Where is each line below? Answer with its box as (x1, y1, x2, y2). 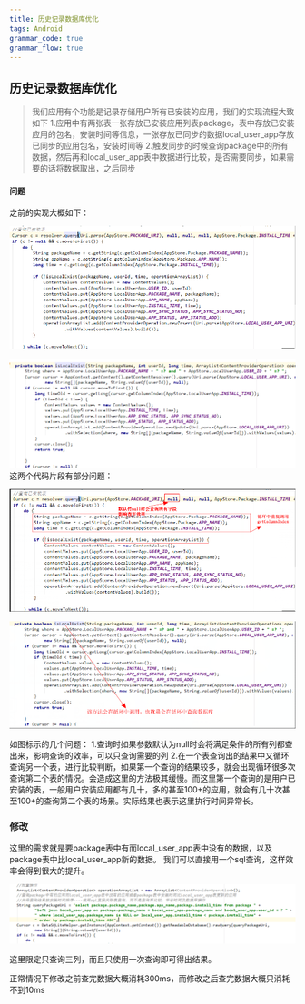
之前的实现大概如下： (9, 207, 89, 218)
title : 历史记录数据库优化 (9, 15, 100, 24)
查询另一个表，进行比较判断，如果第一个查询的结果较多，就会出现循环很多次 (9, 761, 296, 772)
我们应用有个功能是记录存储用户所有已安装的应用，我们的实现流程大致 (31, 106, 295, 117)
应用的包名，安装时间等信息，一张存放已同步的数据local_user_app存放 (31, 129, 295, 140)
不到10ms (9, 985, 45, 996)
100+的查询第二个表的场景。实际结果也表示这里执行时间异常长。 (16, 795, 259, 806)
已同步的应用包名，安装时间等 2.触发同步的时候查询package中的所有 (31, 141, 289, 152)
